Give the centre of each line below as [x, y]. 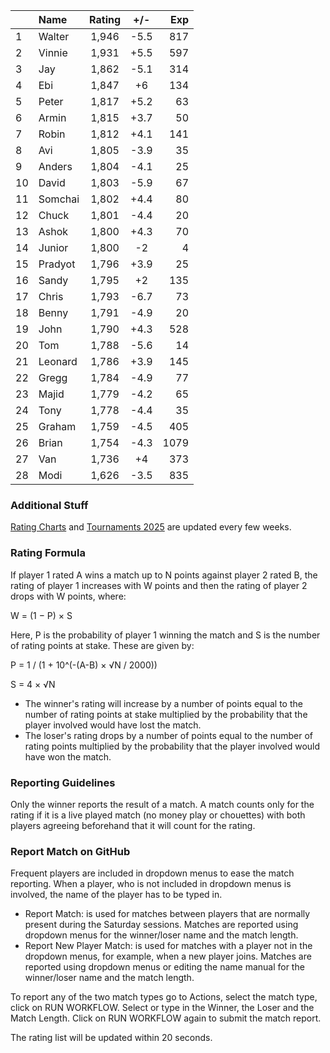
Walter [54, 36]
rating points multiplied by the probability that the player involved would [172, 746]
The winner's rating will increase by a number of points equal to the [163, 703]
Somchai [59, 199]
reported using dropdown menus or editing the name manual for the [164, 967]
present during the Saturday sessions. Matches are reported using [161, 925]
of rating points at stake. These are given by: [102, 645]
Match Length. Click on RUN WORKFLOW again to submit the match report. [166, 1018]
